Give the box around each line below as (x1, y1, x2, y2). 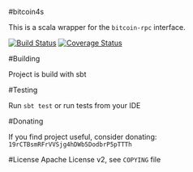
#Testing (8, 85, 38, 94)
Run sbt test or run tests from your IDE (8, 101, 141, 110)
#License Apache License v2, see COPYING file (8, 155, 161, 164)
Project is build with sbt (8, 69, 87, 79)
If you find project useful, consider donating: (8, 132, 157, 141)
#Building (8, 54, 41, 63)
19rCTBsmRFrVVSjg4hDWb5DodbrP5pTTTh (8, 141, 132, 149)
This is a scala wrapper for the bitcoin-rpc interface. (8, 23, 187, 31)
